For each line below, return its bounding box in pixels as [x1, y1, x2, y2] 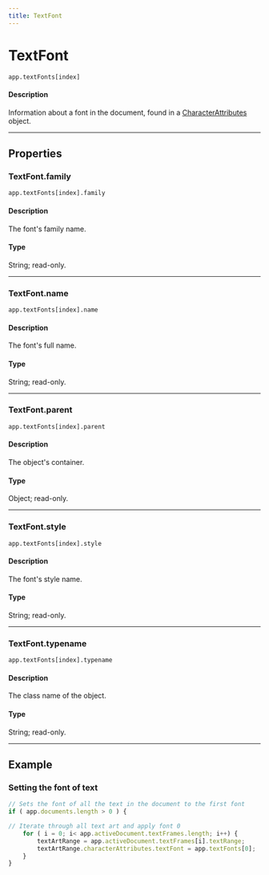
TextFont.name [8, 287, 69, 299]
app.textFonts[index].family [8, 189, 106, 197]
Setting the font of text [8, 782, 98, 793]
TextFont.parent [8, 405, 73, 416]
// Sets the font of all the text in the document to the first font [8, 800, 246, 808]
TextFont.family [8, 171, 72, 182]
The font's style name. [8, 574, 82, 584]
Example [8, 758, 53, 771]
